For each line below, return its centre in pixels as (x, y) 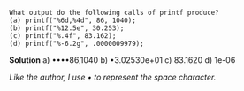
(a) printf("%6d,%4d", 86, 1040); (73, 20)
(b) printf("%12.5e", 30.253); (67, 28)
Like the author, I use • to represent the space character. (113, 77)
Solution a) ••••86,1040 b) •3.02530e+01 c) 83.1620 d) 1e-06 (122, 60)
